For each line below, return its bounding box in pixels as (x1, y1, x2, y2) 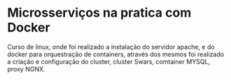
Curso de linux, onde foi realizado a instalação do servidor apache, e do (7, 42, 215, 51)
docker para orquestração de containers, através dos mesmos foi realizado (7, 50, 225, 58)
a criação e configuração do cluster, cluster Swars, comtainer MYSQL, (7, 57, 211, 65)
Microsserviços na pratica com (7, 5, 192, 21)
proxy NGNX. (7, 65, 45, 73)
